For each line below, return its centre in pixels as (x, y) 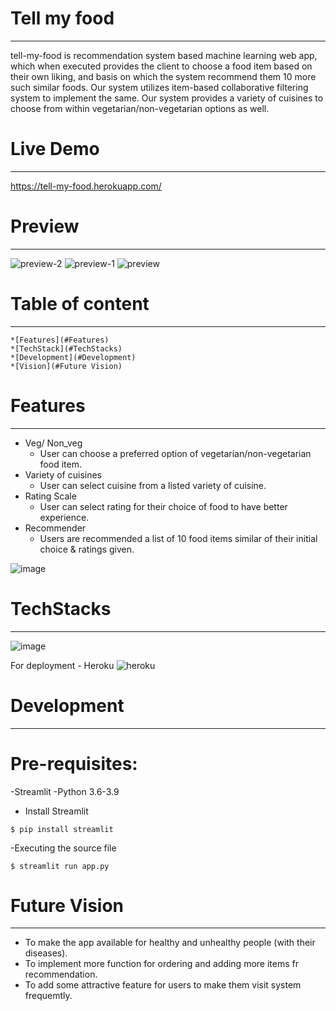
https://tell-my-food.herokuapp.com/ (86, 186)
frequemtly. (48, 996)
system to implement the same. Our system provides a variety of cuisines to (167, 98)
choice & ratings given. (87, 549)
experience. (64, 517)
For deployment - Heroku (62, 665)
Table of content (80, 304)
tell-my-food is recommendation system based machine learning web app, (164, 55)
